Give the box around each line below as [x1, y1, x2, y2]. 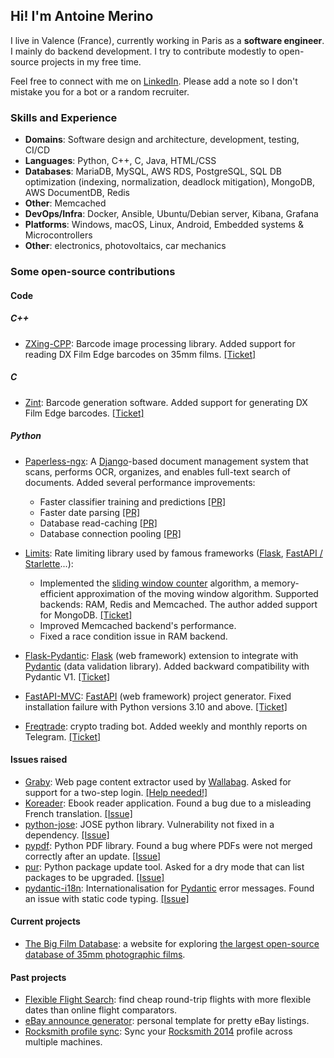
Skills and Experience [10, 110, 118, 124]
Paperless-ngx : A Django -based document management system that [24, 455, 309, 467]
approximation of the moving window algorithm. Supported [76, 587, 319, 599]
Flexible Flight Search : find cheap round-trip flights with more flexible [24, 994, 312, 1006]
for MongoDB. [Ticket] [39, 609, 133, 621]
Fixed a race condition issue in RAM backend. [39, 630, 228, 642]
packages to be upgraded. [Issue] [24, 871, 165, 883]
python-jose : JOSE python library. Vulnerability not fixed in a [24, 818, 275, 830]
